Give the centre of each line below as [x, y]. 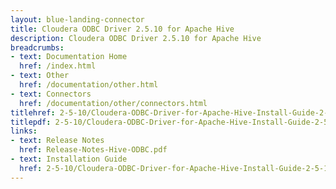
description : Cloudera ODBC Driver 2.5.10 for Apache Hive [136, 38]
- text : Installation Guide [69, 159]
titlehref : [33, 112]
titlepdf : [31, 122]
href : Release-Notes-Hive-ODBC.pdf [93, 150]
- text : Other [40, 76]
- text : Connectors [51, 94]
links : [24, 131]
